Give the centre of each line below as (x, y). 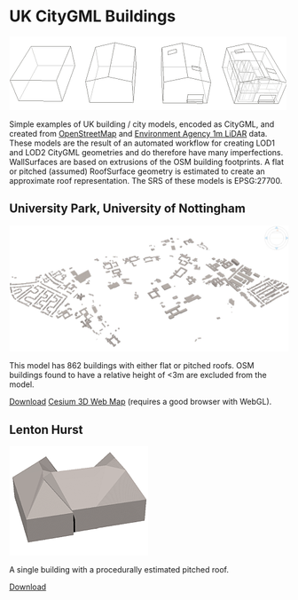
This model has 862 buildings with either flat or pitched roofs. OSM (132, 366)
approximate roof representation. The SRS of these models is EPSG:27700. (146, 180)
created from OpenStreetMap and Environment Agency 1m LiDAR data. (138, 133)
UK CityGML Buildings (93, 16)
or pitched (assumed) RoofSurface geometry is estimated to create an (137, 171)
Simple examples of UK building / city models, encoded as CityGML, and (142, 124)
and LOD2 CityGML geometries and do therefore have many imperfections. (146, 152)
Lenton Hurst (46, 429)
